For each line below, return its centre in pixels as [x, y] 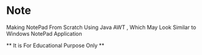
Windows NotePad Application [44, 33]
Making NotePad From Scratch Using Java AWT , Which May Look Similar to [101, 27]
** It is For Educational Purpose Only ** [55, 45]
